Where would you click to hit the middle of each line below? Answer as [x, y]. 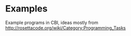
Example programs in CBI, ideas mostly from [52, 22]
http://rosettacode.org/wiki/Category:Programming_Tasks [65, 27]
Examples [26, 9]
